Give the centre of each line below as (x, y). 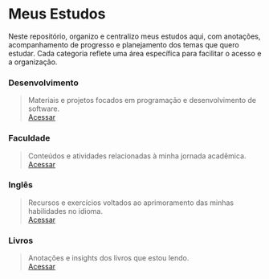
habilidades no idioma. (65, 211)
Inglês (21, 185)
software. (44, 109)
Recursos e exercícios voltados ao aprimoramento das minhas (131, 203)
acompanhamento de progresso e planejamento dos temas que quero (124, 44)
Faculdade (29, 138)
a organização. (33, 62)
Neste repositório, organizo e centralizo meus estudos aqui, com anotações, (134, 36)
